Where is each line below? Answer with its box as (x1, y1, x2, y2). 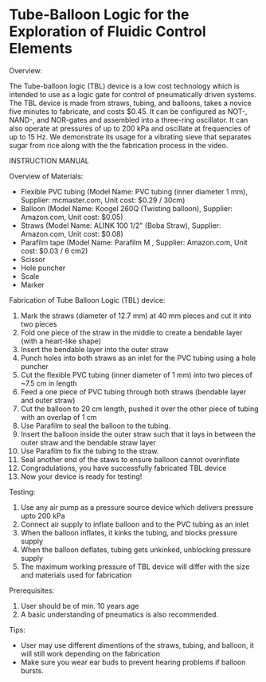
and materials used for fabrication (20, 570, 132, 579)
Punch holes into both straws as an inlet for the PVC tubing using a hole (20, 353, 256, 363)
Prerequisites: (9, 586, 55, 595)
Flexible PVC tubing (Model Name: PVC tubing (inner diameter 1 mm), (20, 186, 248, 196)
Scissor (20, 254, 46, 264)
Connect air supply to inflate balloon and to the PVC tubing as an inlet (20, 519, 249, 529)
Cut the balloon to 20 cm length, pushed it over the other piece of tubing (20, 404, 259, 414)
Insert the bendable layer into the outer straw (20, 344, 170, 354)
